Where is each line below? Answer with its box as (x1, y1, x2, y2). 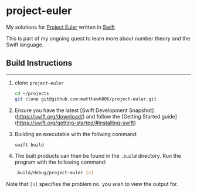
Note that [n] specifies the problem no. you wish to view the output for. (6, 181, 178, 188)
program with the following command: (14, 158, 107, 165)
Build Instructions (6, 58, 73, 68)
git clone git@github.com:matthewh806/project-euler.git (14, 96, 157, 102)
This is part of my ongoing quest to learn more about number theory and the (6, 35, 191, 42)
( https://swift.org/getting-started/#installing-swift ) (14, 119, 136, 126)
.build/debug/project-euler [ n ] (14, 170, 94, 176)
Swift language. (6, 41, 44, 48)
